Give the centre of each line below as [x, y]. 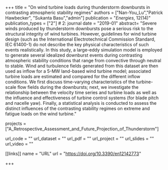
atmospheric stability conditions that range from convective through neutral [83, 60]
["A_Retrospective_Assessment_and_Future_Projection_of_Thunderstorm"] [82, 129]
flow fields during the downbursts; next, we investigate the [78, 87]
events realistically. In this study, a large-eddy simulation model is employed [84, 50]
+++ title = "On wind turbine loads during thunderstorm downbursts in [78, 7]
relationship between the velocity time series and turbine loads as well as [81, 93]
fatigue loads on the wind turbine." [41, 114]
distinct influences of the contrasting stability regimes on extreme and [77, 108]
